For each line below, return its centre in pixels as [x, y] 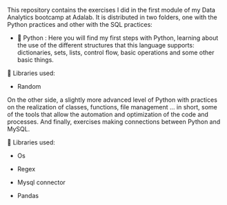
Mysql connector [41, 182]
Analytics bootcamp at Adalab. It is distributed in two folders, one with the [112, 17]
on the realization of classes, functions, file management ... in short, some [112, 107]
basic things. [35, 60]
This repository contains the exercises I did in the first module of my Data [111, 10]
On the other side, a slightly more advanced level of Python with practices [112, 100]
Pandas [28, 196]
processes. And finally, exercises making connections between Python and [114, 122]
